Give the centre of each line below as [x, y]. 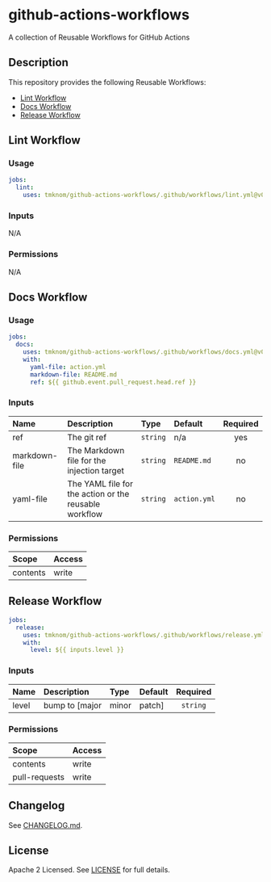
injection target [96, 470]
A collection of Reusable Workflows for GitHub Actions [99, 37]
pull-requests [39, 777]
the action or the [98, 493]
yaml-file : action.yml [68, 367]
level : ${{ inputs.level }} [77, 650]
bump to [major [73, 705]
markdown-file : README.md [73, 374]
